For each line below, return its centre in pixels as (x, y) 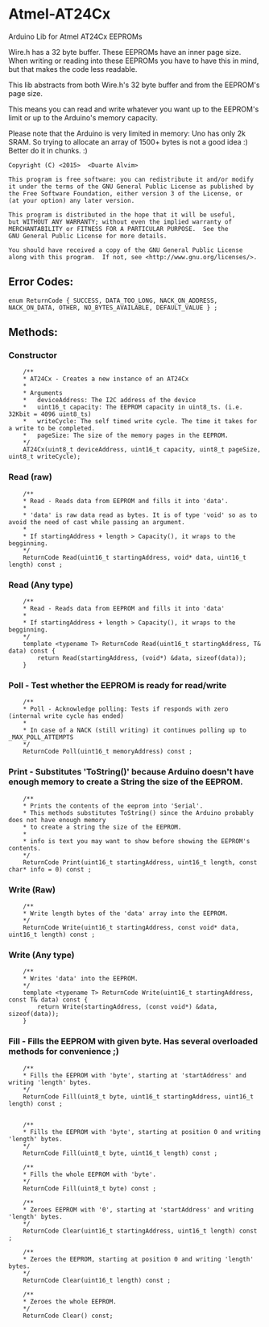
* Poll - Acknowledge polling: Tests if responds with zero (126, 709)
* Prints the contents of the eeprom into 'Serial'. (113, 806)
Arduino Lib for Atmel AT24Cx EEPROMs (75, 36)
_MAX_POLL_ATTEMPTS (41, 737)
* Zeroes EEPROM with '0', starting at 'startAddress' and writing (138, 1209)
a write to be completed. (52, 429)
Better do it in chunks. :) (48, 150)
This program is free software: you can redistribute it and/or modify (131, 179)
